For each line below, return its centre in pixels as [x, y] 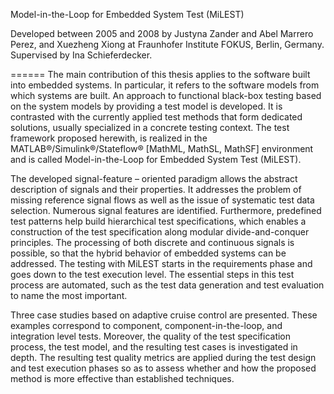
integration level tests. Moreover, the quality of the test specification [151, 336]
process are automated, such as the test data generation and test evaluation [167, 285]
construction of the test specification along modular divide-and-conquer [160, 232]
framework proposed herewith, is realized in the [109, 138]
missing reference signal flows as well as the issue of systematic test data [162, 200]
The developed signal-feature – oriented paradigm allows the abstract [154, 178]
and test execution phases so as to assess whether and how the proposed [163, 368]
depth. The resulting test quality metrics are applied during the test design [163, 357]
